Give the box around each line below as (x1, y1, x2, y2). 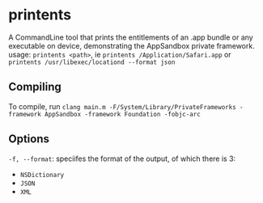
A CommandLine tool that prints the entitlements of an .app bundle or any (8, 32, 253, 42)
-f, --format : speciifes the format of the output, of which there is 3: (8, 154, 236, 163)
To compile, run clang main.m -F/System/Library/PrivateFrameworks (8, 101, 236, 111)
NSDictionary (19, 171, 65, 179)
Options (8, 132, 50, 146)
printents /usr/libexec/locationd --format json (8, 58, 176, 66)
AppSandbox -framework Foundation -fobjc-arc (44, 110, 201, 118)
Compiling (8, 80, 62, 94)
